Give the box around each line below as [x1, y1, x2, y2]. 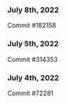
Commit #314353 [7, 55, 58, 63]
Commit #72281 [7, 89, 54, 97]
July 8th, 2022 [7, 5, 59, 15]
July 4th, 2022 [7, 72, 60, 82]
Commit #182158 [7, 21, 57, 30]
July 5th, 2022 [7, 39, 59, 49]
